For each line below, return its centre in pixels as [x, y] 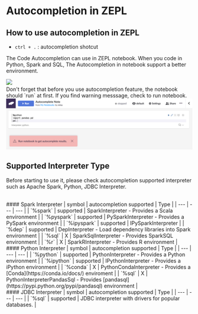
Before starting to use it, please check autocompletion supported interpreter [99, 180]
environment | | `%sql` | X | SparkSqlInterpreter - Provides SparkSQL [90, 235]
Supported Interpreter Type [58, 166]
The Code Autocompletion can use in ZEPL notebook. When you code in [94, 58]
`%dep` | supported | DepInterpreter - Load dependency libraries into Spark [98, 229]
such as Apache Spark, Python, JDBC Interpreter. [66, 187]
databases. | [21, 305]
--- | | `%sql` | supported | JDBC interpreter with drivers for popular [98, 298]
